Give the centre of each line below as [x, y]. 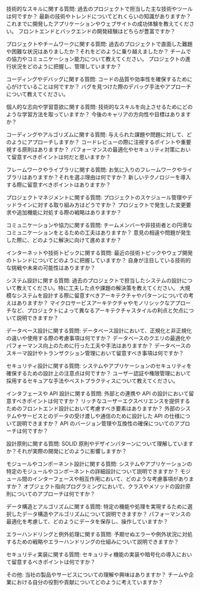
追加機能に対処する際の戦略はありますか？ [69, 212]
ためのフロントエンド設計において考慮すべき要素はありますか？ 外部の [93, 408]
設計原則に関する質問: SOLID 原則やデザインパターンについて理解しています [100, 444]
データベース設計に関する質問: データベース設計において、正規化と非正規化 [99, 331]
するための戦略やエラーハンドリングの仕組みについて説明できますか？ [93, 542]
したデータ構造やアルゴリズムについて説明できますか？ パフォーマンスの [101, 514]
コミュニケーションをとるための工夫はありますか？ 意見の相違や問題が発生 [99, 233]
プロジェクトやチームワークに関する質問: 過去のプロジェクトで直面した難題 [99, 44]
